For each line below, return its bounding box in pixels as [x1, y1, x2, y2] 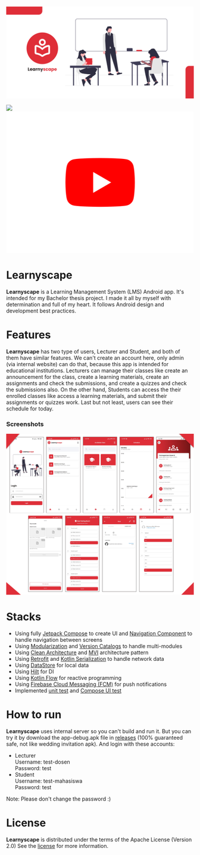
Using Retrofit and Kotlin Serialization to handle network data [14, 655, 165, 662]
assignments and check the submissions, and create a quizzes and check [6, 379, 187, 387]
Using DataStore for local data [14, 661, 89, 669]
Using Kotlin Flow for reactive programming [14, 674, 122, 681]
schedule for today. [6, 404, 54, 412]
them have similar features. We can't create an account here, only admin [6, 354, 185, 361]
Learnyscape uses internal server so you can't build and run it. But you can [6, 727, 192, 735]
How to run [6, 708, 62, 722]
